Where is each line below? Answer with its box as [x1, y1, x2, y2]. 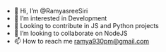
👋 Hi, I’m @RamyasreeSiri [13, 7, 88, 15]
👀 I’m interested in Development [13, 14, 107, 22]
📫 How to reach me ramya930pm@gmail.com [13, 37, 150, 45]
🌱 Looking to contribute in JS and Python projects [13, 22, 159, 30]
